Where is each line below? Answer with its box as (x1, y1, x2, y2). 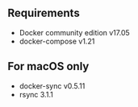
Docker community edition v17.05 (19, 27, 130, 37)
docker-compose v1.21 (19, 36, 95, 46)
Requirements (7, 6, 80, 20)
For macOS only (7, 60, 90, 73)
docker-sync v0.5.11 (19, 80, 86, 91)
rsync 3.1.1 (19, 89, 53, 99)
